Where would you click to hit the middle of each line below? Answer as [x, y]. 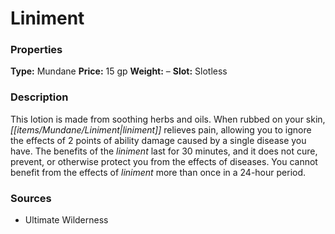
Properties [36, 50]
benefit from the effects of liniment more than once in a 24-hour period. [158, 172]
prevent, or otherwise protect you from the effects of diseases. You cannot [164, 161]
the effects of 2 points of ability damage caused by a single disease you [158, 140]
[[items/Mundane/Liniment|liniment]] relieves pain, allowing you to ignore [161, 129]
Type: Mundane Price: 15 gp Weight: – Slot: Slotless [119, 71]
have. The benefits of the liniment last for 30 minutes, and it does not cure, [164, 151]
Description [39, 97]
